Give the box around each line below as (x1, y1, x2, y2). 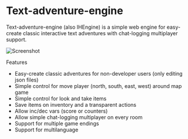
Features (6, 59, 28, 66)
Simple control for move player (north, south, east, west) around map (14, 82, 182, 89)
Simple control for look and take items (14, 95, 107, 102)
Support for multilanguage (14, 126, 79, 133)
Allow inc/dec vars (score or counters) (14, 107, 108, 114)
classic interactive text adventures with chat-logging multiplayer (22, 29, 178, 36)
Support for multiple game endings (14, 120, 99, 127)
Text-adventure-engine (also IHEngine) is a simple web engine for (6, 23, 166, 30)
